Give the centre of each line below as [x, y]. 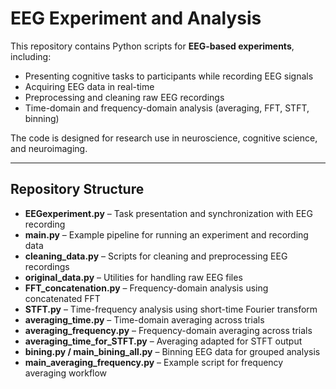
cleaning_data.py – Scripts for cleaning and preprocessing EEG [156, 256]
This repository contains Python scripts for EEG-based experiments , [152, 46]
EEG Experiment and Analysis [136, 18]
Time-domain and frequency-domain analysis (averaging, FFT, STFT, [167, 108]
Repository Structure [77, 189]
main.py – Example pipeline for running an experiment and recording [166, 234]
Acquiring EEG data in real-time [89, 86]
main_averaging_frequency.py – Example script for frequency [154, 362]
